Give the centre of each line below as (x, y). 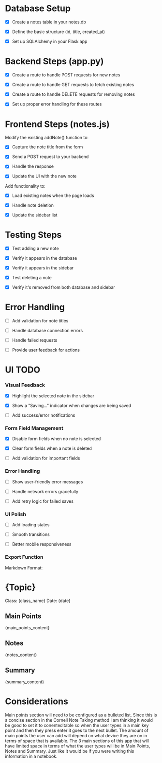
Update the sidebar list (35, 215)
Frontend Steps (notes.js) (57, 124)
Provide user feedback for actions (46, 350)
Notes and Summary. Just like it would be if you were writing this (70, 751)
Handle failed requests (35, 340)
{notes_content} (21, 655)
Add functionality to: (25, 186)
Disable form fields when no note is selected (56, 439)
